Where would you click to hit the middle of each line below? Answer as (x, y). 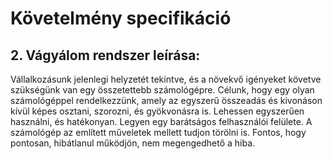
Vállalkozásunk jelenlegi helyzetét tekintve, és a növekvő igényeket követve (166, 79)
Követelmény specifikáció (121, 18)
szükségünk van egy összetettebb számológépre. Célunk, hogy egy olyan (162, 90)
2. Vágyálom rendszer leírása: (105, 55)
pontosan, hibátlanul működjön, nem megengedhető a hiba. (133, 143)
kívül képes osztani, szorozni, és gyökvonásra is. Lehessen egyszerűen (157, 111)
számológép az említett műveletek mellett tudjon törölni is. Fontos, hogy (158, 132)
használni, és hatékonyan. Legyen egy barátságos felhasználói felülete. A (161, 121)
